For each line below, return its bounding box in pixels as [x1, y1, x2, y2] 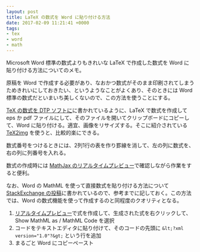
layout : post [6, 8, 39, 15]
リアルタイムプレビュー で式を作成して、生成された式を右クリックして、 [14, 209, 192, 216]
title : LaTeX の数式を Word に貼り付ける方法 [6, 14, 110, 20]
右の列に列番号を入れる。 [6, 149, 69, 156]
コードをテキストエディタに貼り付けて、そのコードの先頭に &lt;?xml [14, 224, 184, 231]
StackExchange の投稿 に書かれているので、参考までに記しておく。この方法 [6, 189, 192, 197]
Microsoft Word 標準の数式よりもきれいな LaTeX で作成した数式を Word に [6, 59, 190, 66]
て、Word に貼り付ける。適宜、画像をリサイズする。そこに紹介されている [6, 122, 188, 129]
